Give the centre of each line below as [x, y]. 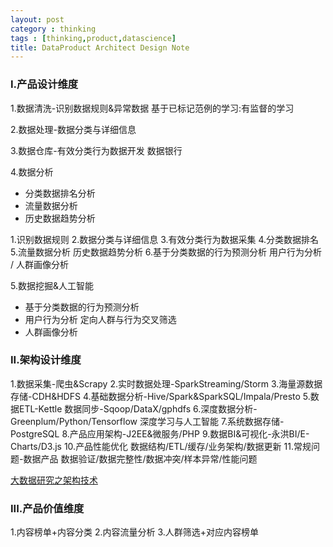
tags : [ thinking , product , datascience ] [93, 38]
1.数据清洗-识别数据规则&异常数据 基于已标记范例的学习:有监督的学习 [152, 108]
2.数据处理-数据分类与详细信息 [73, 129]
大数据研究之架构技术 [54, 480]
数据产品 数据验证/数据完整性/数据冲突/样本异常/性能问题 [140, 458]
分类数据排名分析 [60, 193]
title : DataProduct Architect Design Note [100, 47]
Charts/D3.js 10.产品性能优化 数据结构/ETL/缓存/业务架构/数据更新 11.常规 [161, 446]
